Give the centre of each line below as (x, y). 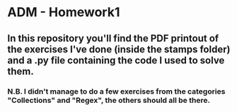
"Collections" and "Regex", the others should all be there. (109, 100)
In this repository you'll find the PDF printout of (113, 38)
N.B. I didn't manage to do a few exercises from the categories (116, 91)
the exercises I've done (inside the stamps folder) (119, 49)
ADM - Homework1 (64, 12)
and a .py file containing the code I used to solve (116, 60)
